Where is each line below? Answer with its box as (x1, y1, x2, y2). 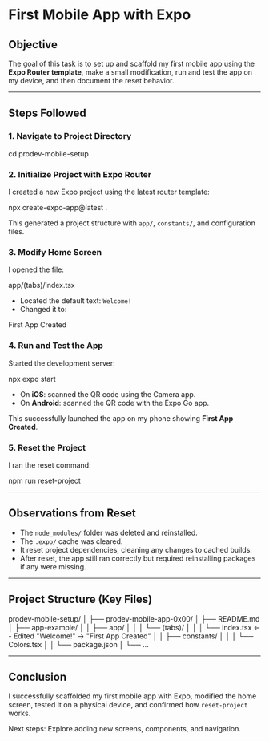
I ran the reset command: (8, 460, 91, 470)
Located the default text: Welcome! (19, 296, 132, 306)
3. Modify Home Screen (8, 246, 102, 257)
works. (8, 708, 31, 719)
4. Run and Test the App (8, 340, 104, 351)
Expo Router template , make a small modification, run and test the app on (8, 67, 253, 77)
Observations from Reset (8, 507, 136, 520)
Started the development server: (8, 358, 115, 368)
